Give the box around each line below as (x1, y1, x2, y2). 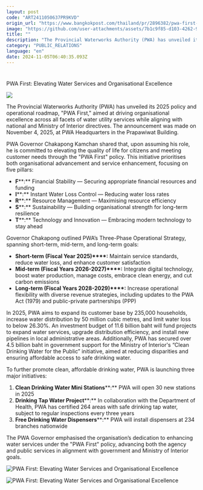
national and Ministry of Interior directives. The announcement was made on (6, 122, 196, 129)
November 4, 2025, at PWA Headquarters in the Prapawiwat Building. (6, 128, 179, 136)
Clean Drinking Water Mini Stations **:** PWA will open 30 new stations (14, 384, 196, 391)
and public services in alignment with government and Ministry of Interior (6, 446, 189, 454)
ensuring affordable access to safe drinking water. (6, 354, 132, 361)
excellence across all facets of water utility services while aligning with (6, 115, 183, 123)
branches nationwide (14, 422, 68, 430)
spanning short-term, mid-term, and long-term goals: (6, 240, 139, 248)
